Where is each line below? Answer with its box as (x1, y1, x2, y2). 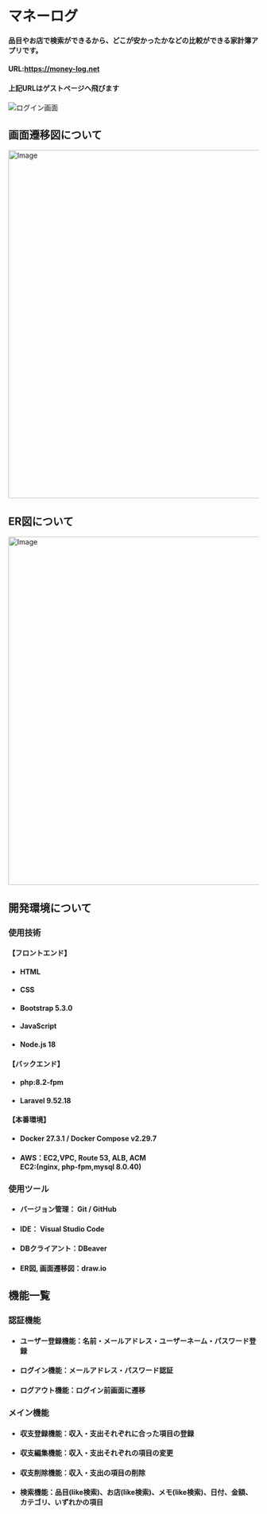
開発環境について (8, 901, 92, 915)
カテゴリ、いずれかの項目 (19, 1497, 103, 1507)
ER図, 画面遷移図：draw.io (19, 1263, 107, 1273)
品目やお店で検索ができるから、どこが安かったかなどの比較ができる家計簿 (8, 35, 252, 45)
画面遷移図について (8, 128, 103, 142)
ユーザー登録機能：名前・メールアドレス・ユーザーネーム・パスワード (19, 1336, 250, 1345)
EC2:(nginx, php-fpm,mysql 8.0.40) (19, 1161, 141, 1171)
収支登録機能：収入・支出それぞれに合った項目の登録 (19, 1428, 195, 1438)
